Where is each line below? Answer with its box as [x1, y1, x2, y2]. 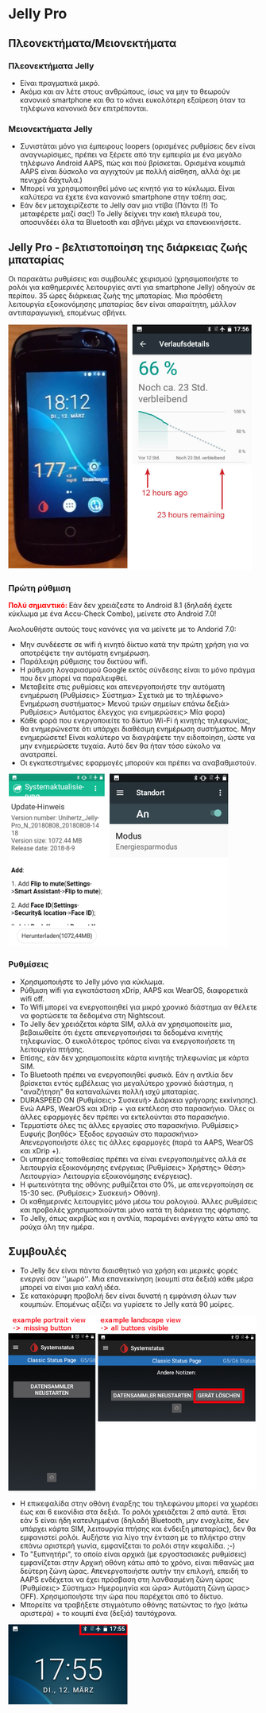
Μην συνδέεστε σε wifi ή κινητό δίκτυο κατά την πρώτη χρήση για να [19, 640, 249, 649]
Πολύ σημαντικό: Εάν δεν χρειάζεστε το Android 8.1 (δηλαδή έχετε [8, 601, 233, 610]
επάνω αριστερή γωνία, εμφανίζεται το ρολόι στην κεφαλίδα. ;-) [19, 1541, 236, 1551]
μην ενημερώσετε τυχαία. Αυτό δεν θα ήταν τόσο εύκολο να [19, 741, 221, 751]
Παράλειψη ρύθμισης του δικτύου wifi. [19, 657, 148, 666]
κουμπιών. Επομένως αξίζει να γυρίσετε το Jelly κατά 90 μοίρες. [19, 1300, 234, 1309]
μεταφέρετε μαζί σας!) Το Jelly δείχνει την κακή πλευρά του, [19, 209, 222, 219]
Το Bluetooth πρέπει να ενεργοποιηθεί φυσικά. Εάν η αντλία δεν [19, 1070, 233, 1079]
